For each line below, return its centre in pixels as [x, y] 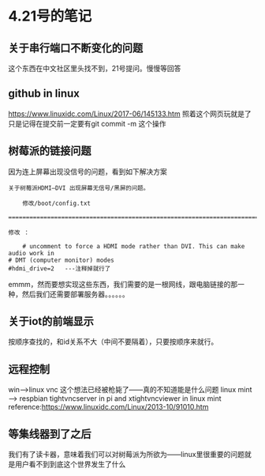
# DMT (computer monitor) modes [61, 260]
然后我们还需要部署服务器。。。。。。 [75, 294]
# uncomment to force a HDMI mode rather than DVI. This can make [134, 246]
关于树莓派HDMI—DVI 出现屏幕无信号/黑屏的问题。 [79, 188]
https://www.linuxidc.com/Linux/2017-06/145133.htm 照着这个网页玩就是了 [130, 113]
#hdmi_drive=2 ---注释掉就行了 [60, 268]
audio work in [32, 253]
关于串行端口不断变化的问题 [76, 48]
